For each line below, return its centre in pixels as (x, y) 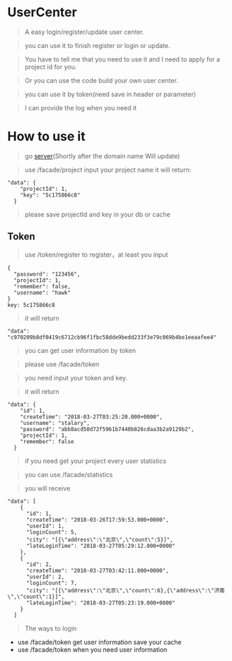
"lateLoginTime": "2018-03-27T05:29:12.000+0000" (100, 546)
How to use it (47, 137)
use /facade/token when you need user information (92, 649)
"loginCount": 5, (52, 532)
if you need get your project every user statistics (95, 461)
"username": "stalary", (55, 423)
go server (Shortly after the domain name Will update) (102, 156)
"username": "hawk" (42, 293)
